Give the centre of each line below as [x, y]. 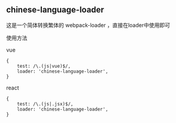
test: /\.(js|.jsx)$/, [45, 104]
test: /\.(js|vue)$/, [44, 66]
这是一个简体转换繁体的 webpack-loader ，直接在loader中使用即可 [88, 25]
